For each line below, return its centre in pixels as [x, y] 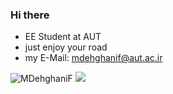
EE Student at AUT [63, 37]
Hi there [30, 15]
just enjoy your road [66, 47]
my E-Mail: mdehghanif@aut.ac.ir [93, 58]
